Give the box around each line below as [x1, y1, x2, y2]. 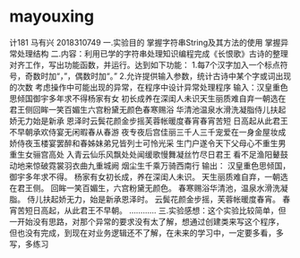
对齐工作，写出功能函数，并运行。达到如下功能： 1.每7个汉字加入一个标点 [9, 59, 280, 70]
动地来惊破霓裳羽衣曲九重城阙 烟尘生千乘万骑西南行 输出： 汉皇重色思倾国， [9, 159, 291, 171]
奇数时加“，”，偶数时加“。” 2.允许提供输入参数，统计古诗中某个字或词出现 [24, 70, 292, 82]
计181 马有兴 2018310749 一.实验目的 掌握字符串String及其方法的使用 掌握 [9, 37, 281, 47]
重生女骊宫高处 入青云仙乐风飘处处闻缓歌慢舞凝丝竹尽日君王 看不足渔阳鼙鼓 [9, 149, 288, 159]
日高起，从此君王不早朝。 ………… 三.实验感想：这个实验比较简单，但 [32, 204, 287, 216]
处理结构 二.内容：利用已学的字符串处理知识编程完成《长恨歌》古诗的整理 [16, 47, 288, 59]
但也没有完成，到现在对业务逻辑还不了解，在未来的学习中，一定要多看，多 [9, 227, 284, 238]
